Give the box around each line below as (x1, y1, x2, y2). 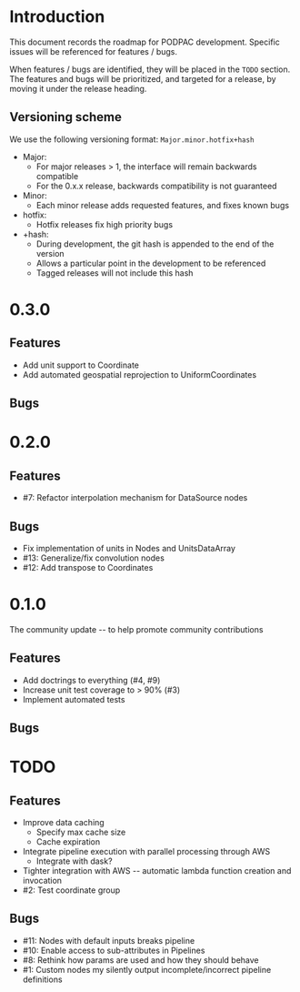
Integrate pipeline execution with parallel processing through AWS (22, 846, 271, 857)
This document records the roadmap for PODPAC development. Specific (9, 36, 280, 47)
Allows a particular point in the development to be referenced (35, 258, 266, 268)
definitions (22, 974, 63, 985)
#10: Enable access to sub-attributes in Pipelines (22, 945, 205, 956)
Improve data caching (22, 817, 105, 828)
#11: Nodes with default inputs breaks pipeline (22, 935, 195, 946)
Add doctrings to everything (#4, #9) (22, 674, 161, 685)
